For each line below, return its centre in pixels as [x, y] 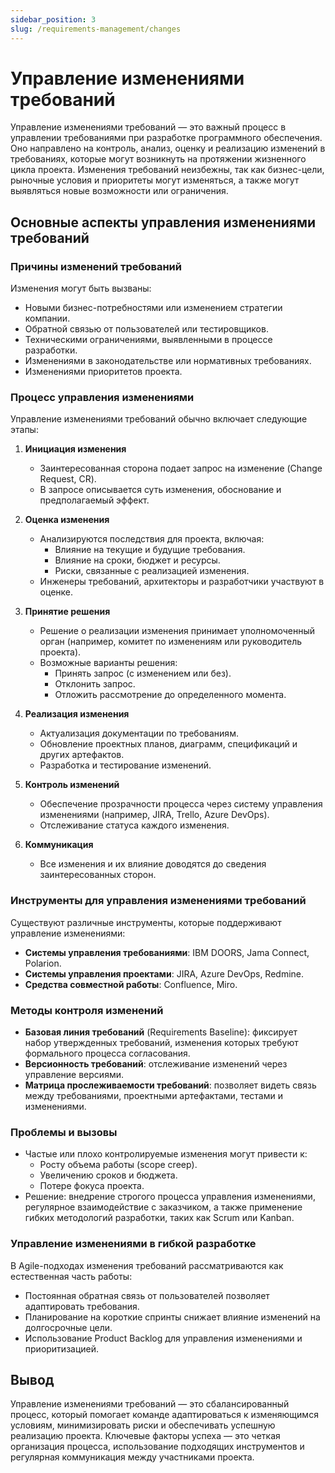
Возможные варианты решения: [108, 663]
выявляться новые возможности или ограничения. [119, 191]
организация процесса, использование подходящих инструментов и [157, 1447]
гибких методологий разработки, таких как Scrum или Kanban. [159, 1218]
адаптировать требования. [82, 1306]
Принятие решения [67, 612]
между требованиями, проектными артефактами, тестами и [153, 1096]
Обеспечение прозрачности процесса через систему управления [181, 804]
